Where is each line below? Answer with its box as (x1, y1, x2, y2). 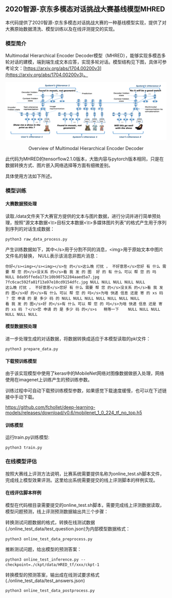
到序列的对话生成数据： (5, 226, 55, 232)
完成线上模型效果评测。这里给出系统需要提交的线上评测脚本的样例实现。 (5, 477, 158, 483)
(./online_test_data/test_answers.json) (5, 578, 85, 584)
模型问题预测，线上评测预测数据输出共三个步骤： (5, 508, 109, 515)
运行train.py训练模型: (5, 434, 50, 440)
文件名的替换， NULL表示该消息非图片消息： (5, 252, 99, 259)
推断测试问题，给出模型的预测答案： (5, 546, 82, 552)
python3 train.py (5, 445, 42, 451)
